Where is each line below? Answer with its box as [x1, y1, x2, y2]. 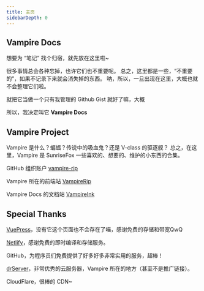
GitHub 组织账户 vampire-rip [6, 165, 78, 172]
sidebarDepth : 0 [6, 15, 48, 21]
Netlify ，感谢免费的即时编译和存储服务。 [6, 238, 109, 246]
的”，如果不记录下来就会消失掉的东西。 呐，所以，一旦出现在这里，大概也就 [6, 75, 198, 83]
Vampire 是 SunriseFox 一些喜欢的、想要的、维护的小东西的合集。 [17, 151, 184, 159]
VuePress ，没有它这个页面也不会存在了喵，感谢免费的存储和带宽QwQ [6, 225, 183, 233]
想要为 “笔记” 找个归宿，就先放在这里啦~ [6, 55, 109, 62]
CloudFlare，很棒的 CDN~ [6, 278, 72, 285]
